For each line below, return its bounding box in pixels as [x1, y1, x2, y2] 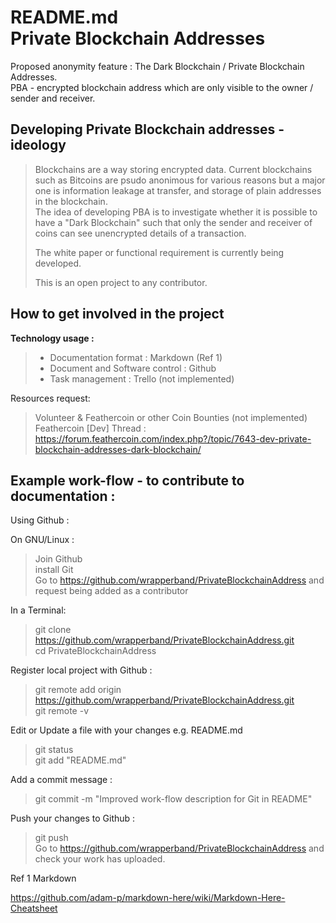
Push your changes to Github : [10, 812, 136, 825]
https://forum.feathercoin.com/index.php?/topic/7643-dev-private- [34, 432, 312, 445]
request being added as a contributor [34, 585, 189, 597]
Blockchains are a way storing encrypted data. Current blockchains [34, 163, 313, 175]
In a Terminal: [10, 604, 67, 616]
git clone [34, 624, 72, 636]
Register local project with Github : [10, 664, 153, 676]
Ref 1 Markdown [10, 872, 77, 885]
